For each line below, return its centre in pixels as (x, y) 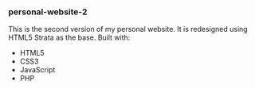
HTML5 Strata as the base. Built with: (69, 37)
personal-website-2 (48, 12)
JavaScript (37, 70)
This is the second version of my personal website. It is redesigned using (128, 29)
